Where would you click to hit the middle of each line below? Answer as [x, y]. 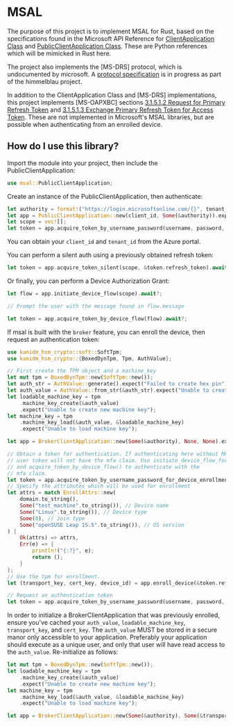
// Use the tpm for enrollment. [54, 576]
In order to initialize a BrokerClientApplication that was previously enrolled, [114, 615]
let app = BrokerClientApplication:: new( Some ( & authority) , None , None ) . [114, 442]
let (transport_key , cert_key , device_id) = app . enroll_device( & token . [113, 583]
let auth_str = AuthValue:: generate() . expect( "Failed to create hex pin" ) [118, 384]
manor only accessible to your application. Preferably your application [107, 637]
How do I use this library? [63, 146]
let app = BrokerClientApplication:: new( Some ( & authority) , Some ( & [105, 716]
